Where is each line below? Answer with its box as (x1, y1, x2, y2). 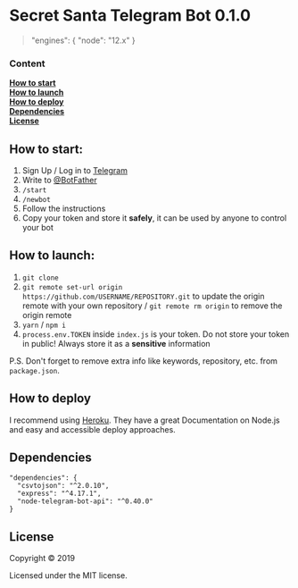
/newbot (21, 196, 51, 205)
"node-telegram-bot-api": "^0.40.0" (17, 497, 153, 506)
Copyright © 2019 (9, 553, 76, 564)
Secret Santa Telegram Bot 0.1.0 (9, 5, 252, 26)
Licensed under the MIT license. (9, 570, 128, 581)
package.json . (9, 365, 60, 375)
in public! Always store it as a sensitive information (21, 338, 211, 349)
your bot (21, 223, 54, 233)
